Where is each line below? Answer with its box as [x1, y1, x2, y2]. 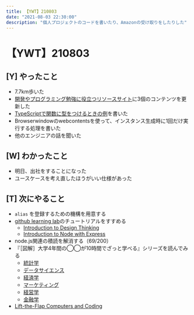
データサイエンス [23, 267, 65, 273]
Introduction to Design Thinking [23, 224, 99, 231]
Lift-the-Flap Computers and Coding [14, 303, 103, 309]
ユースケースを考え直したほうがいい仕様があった [14, 175, 133, 182]
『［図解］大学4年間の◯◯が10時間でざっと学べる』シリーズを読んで [14, 245, 183, 252]
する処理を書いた [19, 125, 61, 132]
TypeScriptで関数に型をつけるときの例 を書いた [14, 110, 129, 117]
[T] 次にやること [6, 194, 65, 204]
